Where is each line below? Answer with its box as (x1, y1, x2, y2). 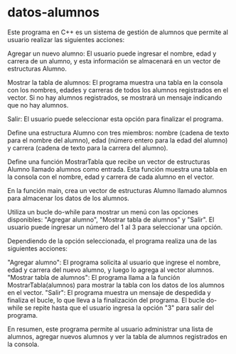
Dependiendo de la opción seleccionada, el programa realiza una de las (7, 236, 218, 245)
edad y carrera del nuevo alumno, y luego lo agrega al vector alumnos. (7, 265, 215, 274)
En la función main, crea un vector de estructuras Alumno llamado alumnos (7, 186, 227, 194)
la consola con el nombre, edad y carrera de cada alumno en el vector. (7, 172, 215, 181)
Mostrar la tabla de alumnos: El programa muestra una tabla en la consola (7, 78, 223, 86)
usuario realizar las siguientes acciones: (7, 35, 125, 43)
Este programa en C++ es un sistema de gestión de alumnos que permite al (7, 28, 229, 36)
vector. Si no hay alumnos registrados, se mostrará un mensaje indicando (7, 93, 222, 102)
